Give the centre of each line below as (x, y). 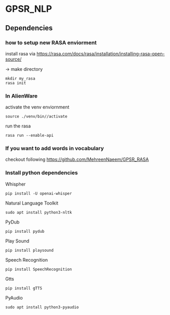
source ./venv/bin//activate (36, 117)
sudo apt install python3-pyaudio (42, 307)
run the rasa (18, 126)
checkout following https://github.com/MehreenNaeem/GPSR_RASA (77, 159)
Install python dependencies (42, 173)
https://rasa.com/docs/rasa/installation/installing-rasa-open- (101, 53)
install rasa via (20, 53)
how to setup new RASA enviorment (51, 43)
